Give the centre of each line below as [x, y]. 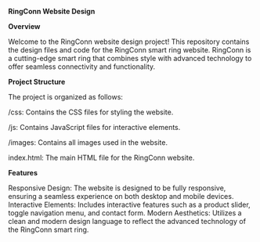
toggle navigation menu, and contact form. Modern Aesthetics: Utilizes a [125, 213]
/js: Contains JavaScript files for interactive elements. [94, 127]
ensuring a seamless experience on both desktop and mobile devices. [121, 196]
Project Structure [37, 82]
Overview [24, 26]
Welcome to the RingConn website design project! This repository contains [129, 42]
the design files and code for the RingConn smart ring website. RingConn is [130, 50]
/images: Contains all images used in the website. [88, 143]
